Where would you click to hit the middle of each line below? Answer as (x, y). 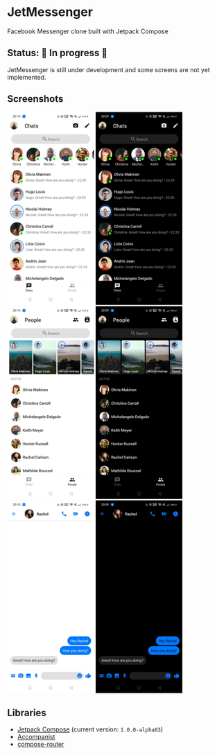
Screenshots (35, 99)
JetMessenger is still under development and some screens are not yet (108, 69)
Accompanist (36, 736)
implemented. (27, 77)
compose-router (41, 744)
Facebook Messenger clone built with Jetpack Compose (88, 31)
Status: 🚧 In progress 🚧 (58, 53)
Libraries (27, 712)
